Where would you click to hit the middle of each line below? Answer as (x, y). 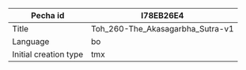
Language (31, 41)
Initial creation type (48, 54)
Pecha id (48, 15)
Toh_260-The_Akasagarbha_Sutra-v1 (163, 29)
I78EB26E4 (163, 15)
